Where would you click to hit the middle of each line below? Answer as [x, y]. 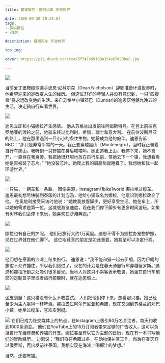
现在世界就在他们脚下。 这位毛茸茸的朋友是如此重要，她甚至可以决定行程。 [81, 240]
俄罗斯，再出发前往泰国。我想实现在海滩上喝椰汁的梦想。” [67, 345]
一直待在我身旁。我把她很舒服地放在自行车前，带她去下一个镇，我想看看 [87, 157]
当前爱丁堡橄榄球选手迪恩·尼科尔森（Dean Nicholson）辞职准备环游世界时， [82, 87]
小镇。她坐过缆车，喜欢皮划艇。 [37, 310]
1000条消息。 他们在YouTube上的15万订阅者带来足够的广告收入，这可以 [82, 326]
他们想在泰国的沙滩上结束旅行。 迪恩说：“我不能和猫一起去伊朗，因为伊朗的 [82, 259]
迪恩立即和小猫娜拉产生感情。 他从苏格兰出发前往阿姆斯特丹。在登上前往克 [81, 126]
